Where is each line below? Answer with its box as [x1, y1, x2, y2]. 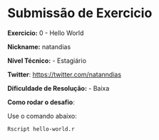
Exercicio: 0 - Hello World [7, 29, 84, 37]
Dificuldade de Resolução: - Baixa [7, 84, 110, 92]
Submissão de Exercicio [7, 5, 153, 21]
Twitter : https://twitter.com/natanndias [7, 70, 122, 79]
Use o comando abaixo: [7, 111, 77, 120]
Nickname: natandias [7, 42, 71, 51]
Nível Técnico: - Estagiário [7, 56, 87, 65]
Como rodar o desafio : [7, 98, 75, 106]
